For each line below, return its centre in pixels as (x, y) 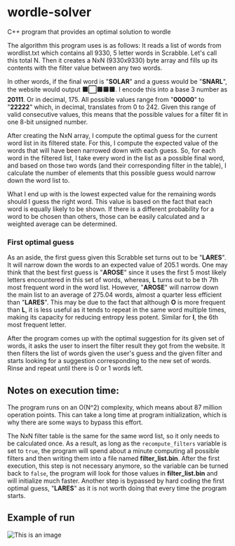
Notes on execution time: (63, 390)
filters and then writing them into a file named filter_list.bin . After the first (113, 459)
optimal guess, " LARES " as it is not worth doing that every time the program (117, 488)
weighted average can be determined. (62, 224)
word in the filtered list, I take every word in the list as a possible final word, (116, 158)
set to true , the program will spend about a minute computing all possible (113, 451)
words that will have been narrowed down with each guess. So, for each (112, 150)
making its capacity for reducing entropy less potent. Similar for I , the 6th (113, 317)
